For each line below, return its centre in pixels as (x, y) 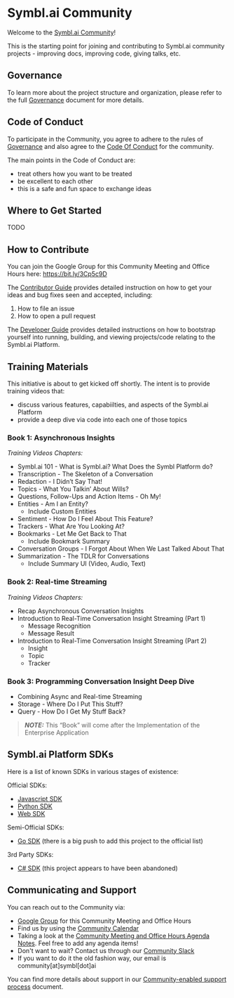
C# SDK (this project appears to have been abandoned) (98, 868)
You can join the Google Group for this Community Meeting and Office (109, 267)
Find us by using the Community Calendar (78, 928)
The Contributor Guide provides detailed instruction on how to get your (110, 288)
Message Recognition (59, 626)
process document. (35, 986)
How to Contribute (48, 250)
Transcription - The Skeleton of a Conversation (85, 474)
